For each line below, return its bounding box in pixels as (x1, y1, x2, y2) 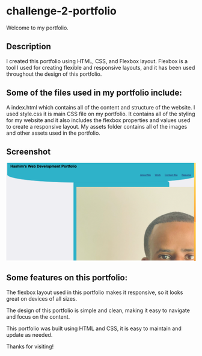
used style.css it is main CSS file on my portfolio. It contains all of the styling (6, 110, 195, 117)
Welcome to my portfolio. (6, 24, 69, 31)
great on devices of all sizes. (6, 295, 78, 302)
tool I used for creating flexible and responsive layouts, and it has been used (6, 64, 195, 71)
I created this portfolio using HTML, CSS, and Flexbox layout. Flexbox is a (6, 57, 188, 64)
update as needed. (6, 331, 53, 338)
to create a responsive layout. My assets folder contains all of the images (6, 123, 188, 130)
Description (6, 41, 51, 52)
